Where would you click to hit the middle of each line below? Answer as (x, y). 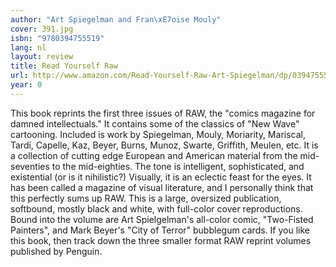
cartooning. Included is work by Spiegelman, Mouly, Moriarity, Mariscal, (158, 134)
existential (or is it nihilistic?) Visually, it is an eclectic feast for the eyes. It (161, 177)
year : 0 (26, 85)
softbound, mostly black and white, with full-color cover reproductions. (156, 208)
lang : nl (28, 47)
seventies (30, 166)
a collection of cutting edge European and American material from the (154, 155)
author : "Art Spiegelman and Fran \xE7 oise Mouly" (116, 19)
